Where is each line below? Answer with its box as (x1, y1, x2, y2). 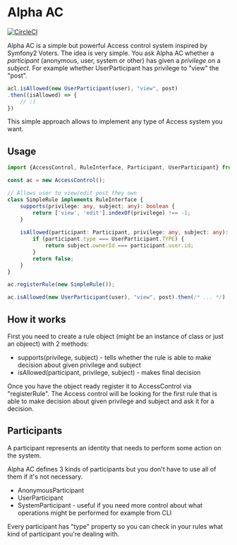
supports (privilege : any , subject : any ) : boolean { (20, 203, 175, 210)
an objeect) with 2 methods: (7, 340, 90, 348)
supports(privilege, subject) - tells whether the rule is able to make (17, 353, 212, 361)
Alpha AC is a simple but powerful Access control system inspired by (7, 41, 208, 49)
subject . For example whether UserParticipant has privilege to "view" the (7, 64, 219, 72)
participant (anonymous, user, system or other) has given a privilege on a (7, 56, 221, 64)
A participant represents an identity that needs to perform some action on (7, 443, 221, 452)
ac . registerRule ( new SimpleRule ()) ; (7, 281, 115, 288)
